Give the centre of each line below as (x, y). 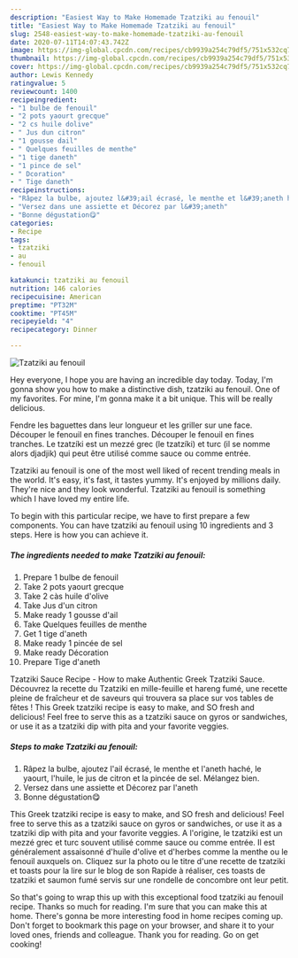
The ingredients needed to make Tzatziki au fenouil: (108, 555)
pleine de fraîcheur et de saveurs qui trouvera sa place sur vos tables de (142, 698)
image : (22, 50)
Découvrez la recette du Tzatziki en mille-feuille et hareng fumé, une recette (149, 688)
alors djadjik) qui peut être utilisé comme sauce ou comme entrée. (130, 453)
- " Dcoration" (38, 174)
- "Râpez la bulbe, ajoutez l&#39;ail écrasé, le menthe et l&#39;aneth (147, 199)
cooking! (26, 944)
